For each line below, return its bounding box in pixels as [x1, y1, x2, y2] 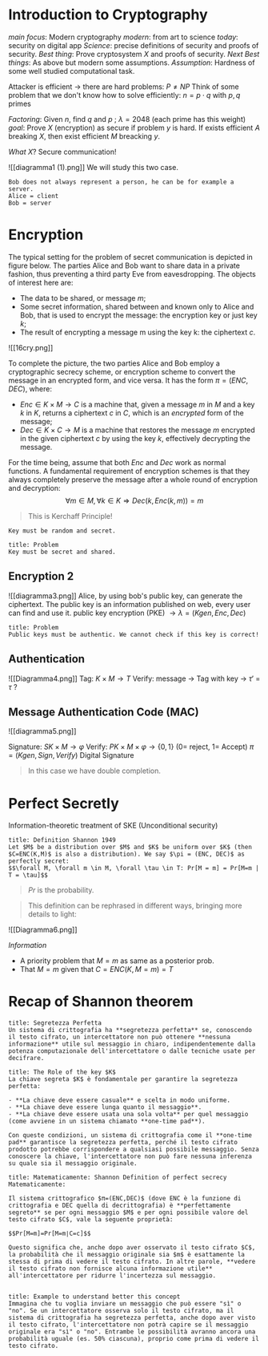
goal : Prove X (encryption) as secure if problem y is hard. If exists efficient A [8, 123, 260, 132]
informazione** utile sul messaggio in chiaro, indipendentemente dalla [8, 1040, 256, 1048]
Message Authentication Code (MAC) [8, 705, 199, 718]
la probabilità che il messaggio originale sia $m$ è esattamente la [8, 1251, 246, 1259]
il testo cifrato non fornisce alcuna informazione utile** [8, 1265, 214, 1273]
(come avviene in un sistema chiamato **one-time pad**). [8, 1117, 206, 1126]
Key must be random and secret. [8, 527, 116, 535]
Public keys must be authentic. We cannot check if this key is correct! [8, 630, 260, 638]
